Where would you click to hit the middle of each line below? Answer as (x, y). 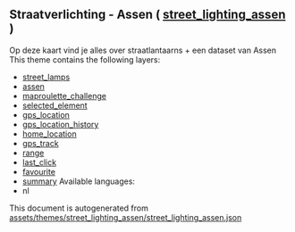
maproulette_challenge (64, 95)
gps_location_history (60, 124)
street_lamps (46, 77)
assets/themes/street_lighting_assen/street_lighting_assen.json (126, 217)
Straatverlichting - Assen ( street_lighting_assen (147, 15)
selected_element (55, 105)
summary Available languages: (79, 181)
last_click (39, 162)
